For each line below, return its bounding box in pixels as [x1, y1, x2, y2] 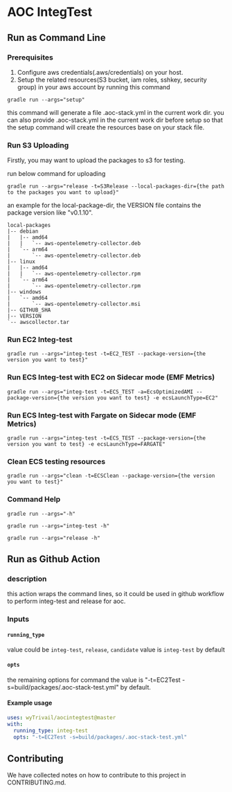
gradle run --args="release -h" [7, 534, 100, 541]
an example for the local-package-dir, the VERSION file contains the [7, 201, 202, 210]
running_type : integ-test [13, 727, 89, 734]
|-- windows [7, 289, 42, 296]
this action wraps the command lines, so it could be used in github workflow [7, 590, 224, 598]
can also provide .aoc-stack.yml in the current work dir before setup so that [7, 116, 223, 124]
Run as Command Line [7, 32, 106, 44]
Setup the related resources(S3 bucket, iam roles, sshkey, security [17, 75, 207, 84]
